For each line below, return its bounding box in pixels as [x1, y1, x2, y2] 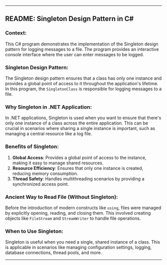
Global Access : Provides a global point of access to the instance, [12, 154, 147, 160]
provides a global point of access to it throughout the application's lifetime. [5, 80, 159, 86]
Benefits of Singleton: [5, 143, 59, 150]
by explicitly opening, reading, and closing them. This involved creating [5, 210, 151, 216]
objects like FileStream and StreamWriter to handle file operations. [5, 215, 141, 221]
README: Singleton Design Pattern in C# [5, 14, 134, 23]
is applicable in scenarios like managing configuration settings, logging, [5, 245, 152, 251]
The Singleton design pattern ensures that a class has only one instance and [5, 75, 162, 81]
